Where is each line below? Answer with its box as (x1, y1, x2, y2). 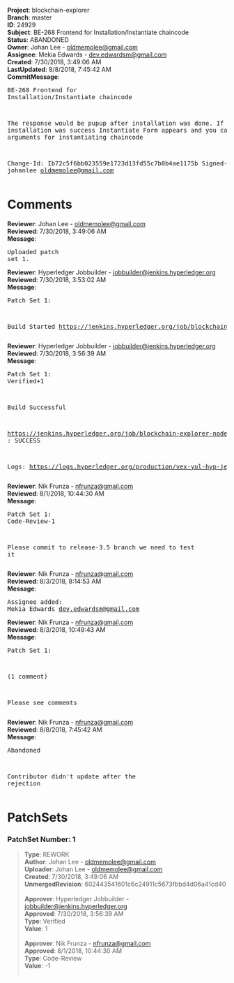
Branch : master (7, 13, 52, 22)
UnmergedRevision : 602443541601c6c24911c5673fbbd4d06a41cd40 (24, 880, 226, 889)
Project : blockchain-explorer (7, 6, 90, 14)
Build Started (7, 323, 56, 330)
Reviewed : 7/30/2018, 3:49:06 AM (7, 227, 107, 235)
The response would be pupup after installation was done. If (7, 119, 224, 127)
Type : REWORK (24, 850, 70, 859)
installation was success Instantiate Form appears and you (7, 126, 217, 134)
